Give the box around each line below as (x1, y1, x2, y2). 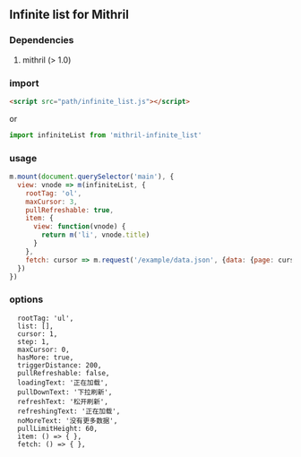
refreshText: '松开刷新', (17, 397, 109, 406)
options (9, 293, 44, 306)
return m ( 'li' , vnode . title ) (41, 230, 150, 240)
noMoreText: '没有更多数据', (17, 416, 118, 425)
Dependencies (9, 34, 74, 47)
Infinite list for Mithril (9, 7, 130, 22)
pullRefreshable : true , (25, 205, 115, 214)
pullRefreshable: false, (17, 368, 110, 377)
